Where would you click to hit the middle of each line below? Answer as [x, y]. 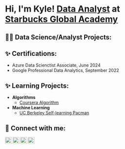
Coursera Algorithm [39, 102]
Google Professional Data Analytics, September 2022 [65, 70]
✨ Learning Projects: [37, 86]
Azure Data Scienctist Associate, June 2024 [56, 65]
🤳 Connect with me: [35, 128]
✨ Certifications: [31, 54]
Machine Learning [31, 108]
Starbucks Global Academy [62, 19]
